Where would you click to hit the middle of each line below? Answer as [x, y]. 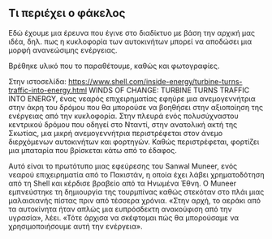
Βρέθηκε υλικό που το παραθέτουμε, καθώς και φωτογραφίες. [114, 66]
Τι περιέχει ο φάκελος [67, 13]
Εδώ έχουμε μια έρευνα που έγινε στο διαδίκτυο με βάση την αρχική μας [132, 32]
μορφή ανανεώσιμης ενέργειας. [63, 50]
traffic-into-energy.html [48, 90]
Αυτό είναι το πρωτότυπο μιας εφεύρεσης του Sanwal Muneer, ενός [123, 166]
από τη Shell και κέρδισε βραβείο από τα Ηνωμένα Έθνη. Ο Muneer [123, 183]
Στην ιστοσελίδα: [37, 81]
